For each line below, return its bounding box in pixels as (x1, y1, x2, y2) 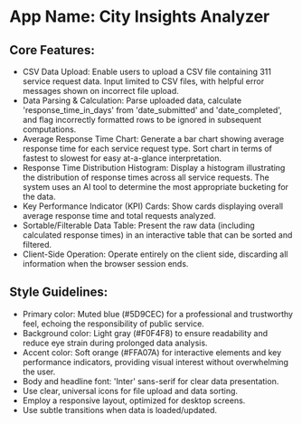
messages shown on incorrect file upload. (22, 86, 179, 96)
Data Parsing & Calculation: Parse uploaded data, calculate (22, 95, 242, 106)
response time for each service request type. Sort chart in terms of (22, 143, 273, 154)
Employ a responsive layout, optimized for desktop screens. (22, 395, 246, 406)
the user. (22, 366, 56, 377)
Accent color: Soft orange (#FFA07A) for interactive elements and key (22, 346, 282, 358)
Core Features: (9, 42, 95, 58)
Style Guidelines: (9, 285, 109, 300)
